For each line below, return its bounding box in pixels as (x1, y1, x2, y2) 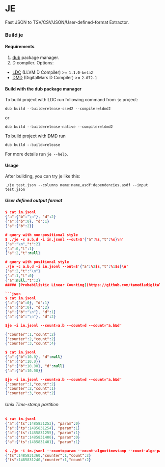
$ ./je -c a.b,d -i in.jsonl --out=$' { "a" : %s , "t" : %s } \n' (5, 237, 124, 242)
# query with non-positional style (5, 232, 78, 237)
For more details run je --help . (5, 151, 68, 157)
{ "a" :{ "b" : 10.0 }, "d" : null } (5, 354, 63, 359)
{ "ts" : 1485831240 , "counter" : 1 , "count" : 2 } (5, 458, 91, 463)
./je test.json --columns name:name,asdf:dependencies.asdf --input (5, 183, 148, 188)
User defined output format (5, 198, 63, 204)
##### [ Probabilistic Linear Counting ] (5, 282, 87, 288)
